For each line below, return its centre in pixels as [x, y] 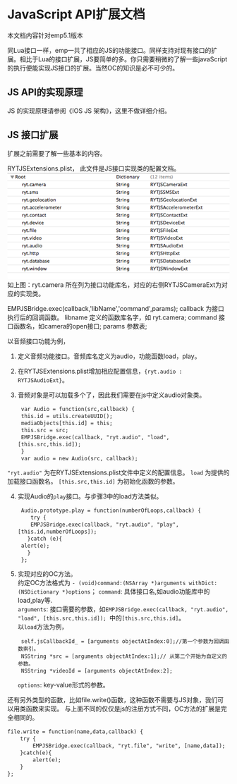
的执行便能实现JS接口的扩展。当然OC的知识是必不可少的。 [93, 68]
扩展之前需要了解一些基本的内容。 [57, 153]
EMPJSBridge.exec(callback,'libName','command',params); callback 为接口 [116, 309]
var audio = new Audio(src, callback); [79, 459]
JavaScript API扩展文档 [77, 14]
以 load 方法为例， [43, 627]
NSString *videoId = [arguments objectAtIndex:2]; [97, 671]
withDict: [203, 583]
